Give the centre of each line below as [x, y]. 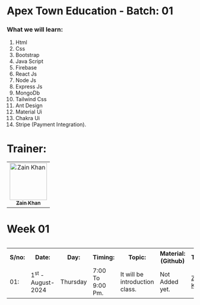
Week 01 [28, 229]
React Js [26, 74]
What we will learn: [35, 30]
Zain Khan [28, 203]
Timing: [104, 257]
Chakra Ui [28, 118]
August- [43, 282]
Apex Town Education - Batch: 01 [90, 11]
